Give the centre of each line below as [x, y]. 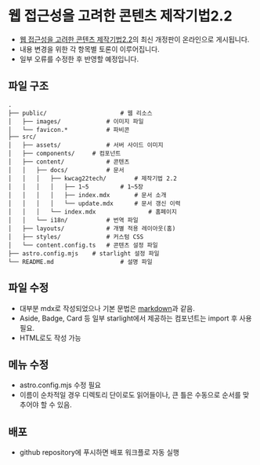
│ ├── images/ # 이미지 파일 [76, 121]
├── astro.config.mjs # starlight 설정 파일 [84, 253]
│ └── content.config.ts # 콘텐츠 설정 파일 [83, 245]
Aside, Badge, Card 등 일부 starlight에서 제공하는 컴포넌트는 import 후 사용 [135, 318]
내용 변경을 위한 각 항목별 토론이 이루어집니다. [90, 49]
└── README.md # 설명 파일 [80, 262]
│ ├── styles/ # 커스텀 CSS [76, 236]
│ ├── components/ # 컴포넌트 [65, 153]
